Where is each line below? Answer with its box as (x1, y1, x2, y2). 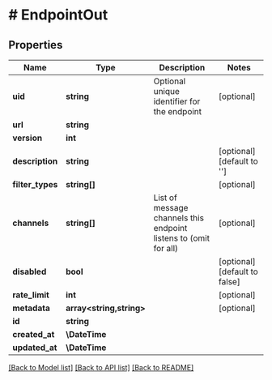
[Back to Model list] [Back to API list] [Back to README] (8, 363, 194, 372)
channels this (153, 212, 205, 224)
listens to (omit (153, 233, 210, 244)
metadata (12, 302, 50, 314)
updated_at (12, 342, 57, 353)
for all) (153, 243, 179, 254)
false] (218, 276, 240, 287)
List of (153, 192, 178, 203)
